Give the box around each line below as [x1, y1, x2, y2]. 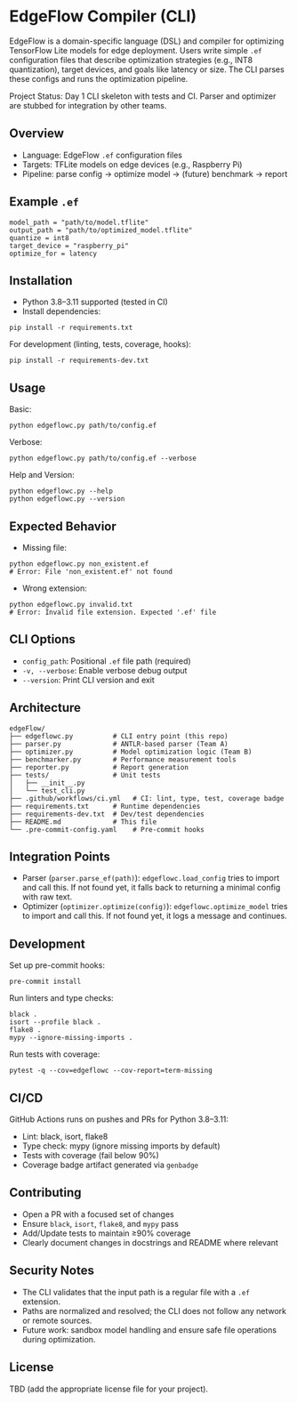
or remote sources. [21, 1315, 92, 1326]
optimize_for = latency [9, 249, 98, 258]
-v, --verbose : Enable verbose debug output [21, 665, 188, 675]
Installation [9, 273, 73, 288]
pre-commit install [9, 977, 82, 987]
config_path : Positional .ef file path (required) [21, 656, 191, 666]
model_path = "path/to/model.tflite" [9, 218, 149, 227]
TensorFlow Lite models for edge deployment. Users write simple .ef [9, 44, 262, 55]
